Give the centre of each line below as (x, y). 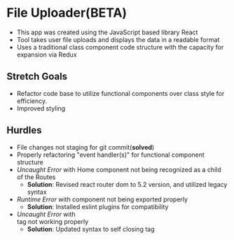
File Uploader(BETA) (67, 13)
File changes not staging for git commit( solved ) (85, 147)
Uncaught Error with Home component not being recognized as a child (119, 169)
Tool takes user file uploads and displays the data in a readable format (118, 39)
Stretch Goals (37, 77)
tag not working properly (53, 221)
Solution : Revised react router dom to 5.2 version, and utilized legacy (127, 184)
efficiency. (32, 101)
